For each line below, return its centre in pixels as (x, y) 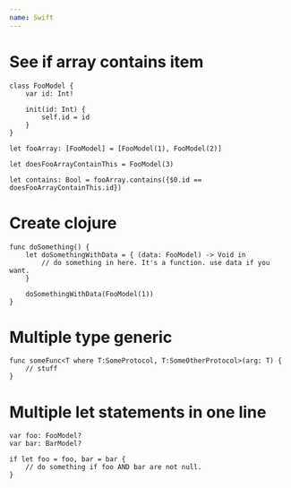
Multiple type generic (91, 337)
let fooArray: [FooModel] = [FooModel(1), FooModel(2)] (116, 149)
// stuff (42, 369)
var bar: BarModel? (46, 444)
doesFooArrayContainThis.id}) (66, 188)
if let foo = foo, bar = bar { (68, 459)
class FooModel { (42, 86)
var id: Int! (50, 94)
